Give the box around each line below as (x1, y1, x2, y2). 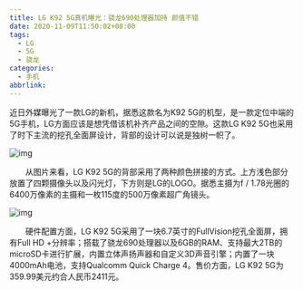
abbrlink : (9, 81, 47, 90)
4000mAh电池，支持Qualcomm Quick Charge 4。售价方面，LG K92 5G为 (9, 259, 284, 270)
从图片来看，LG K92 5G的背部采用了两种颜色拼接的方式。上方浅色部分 (24, 166, 288, 177)
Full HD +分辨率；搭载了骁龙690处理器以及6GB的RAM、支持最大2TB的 (16, 237, 283, 247)
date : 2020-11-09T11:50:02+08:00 (9, 22, 136, 31)
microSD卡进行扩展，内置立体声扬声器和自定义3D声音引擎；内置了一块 (9, 248, 275, 259)
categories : (9, 64, 54, 73)
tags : (9, 30, 30, 39)
